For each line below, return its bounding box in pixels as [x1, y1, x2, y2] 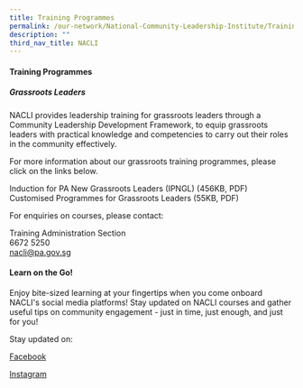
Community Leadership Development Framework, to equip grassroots [9, 119, 269, 130]
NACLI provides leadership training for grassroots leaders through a [9, 109, 262, 120]
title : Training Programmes [9, 13, 115, 23]
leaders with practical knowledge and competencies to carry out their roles [9, 128, 289, 140]
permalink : [9, 22, 50, 31]
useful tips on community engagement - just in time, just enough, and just [9, 307, 284, 318]
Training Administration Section [9, 227, 126, 238]
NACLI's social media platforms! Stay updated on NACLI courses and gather [9, 297, 291, 308]
